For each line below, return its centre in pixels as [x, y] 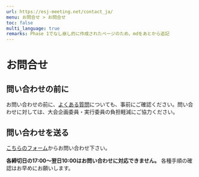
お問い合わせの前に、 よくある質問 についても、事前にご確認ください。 [92, 104]
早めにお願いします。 [48, 168]
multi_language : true [33, 28]
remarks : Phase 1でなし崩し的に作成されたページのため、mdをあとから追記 [88, 34]
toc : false [20, 23]
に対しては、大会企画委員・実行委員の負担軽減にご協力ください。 [97, 112]
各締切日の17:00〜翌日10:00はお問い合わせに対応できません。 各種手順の [97, 160]
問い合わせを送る [38, 133]
